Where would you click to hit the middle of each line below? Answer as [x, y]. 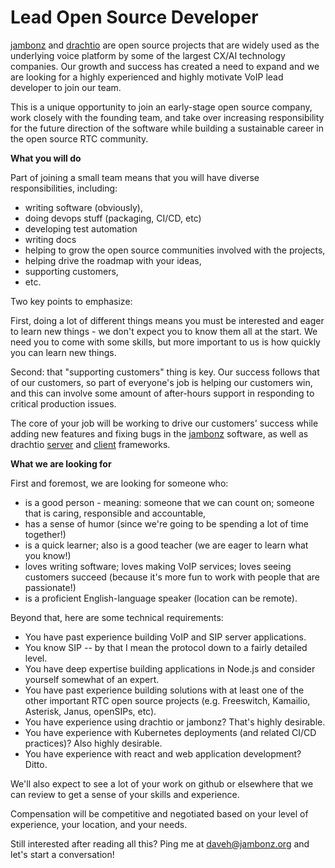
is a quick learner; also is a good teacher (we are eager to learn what [166, 545]
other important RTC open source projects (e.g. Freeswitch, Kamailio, [167, 700]
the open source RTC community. [79, 138]
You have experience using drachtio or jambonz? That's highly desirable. [175, 722]
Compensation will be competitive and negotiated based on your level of [159, 813]
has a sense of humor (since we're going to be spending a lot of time [166, 523]
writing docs [50, 239]
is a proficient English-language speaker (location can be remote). [161, 598]
